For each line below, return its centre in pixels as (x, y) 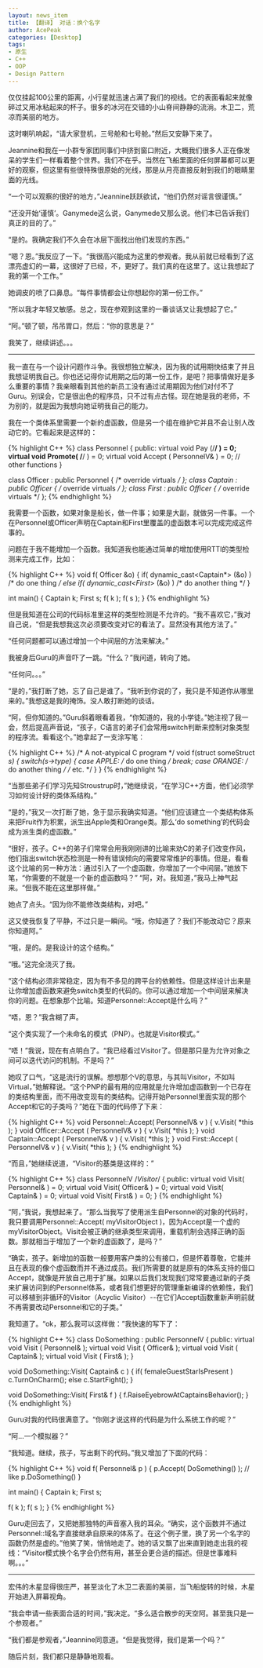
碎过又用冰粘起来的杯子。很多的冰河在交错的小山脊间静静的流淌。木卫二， (128, 107)
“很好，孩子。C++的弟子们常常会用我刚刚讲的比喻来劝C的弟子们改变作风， (129, 848)
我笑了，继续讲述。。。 (42, 342)
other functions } (35, 465)
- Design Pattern (36, 74)
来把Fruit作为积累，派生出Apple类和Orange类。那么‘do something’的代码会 (129, 822)
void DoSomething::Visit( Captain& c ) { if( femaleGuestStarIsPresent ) (121, 1371)
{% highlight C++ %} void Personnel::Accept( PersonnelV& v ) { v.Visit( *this (131, 1122)
